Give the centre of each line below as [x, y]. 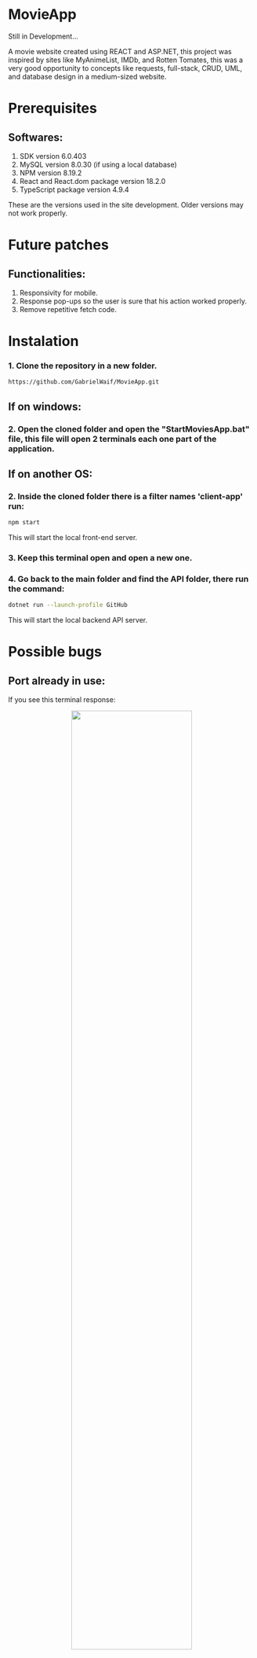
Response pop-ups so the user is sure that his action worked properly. [133, 301]
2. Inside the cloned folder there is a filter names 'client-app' [125, 496]
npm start [24, 523]
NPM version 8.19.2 [51, 173]
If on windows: [45, 406]
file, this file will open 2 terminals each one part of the [112, 439]
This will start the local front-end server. [73, 538]
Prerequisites [53, 108]
